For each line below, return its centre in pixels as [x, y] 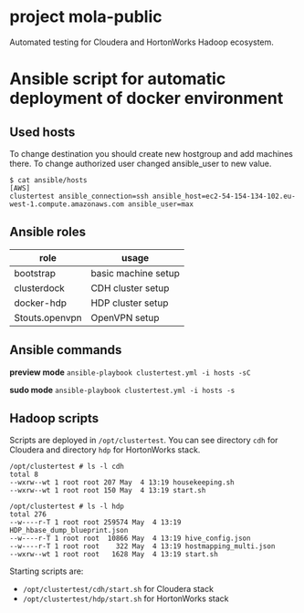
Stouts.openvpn [48, 317]
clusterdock [40, 287]
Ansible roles [48, 232]
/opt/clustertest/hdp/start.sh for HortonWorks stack [126, 598]
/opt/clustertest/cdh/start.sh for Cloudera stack [118, 589]
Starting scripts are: [47, 571]
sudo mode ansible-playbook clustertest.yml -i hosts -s [122, 390]
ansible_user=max [161, 204]
